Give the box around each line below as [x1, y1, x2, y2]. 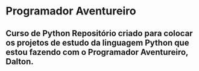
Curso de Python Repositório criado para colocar [5, 28, 194, 39]
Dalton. [5, 56, 34, 67]
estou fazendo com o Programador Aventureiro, [5, 47, 188, 57]
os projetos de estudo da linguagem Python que [5, 37, 189, 48]
